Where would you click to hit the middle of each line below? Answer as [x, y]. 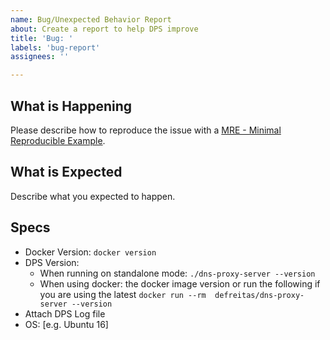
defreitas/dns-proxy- [259, 295]
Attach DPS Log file [65, 313]
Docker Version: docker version [90, 252]
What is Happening [71, 106]
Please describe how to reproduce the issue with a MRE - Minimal [146, 130]
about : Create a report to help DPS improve [104, 29]
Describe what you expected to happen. [93, 196]
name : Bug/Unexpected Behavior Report [91, 19]
